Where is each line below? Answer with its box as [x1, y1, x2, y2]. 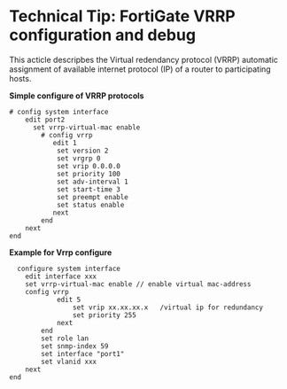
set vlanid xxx [41, 357, 97, 366]
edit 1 [52, 138, 77, 147]
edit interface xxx [25, 272, 97, 281]
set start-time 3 [56, 184, 121, 194]
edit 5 [56, 295, 81, 304]
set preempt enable [56, 192, 128, 201]
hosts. [9, 73, 32, 83]
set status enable [56, 200, 125, 209]
